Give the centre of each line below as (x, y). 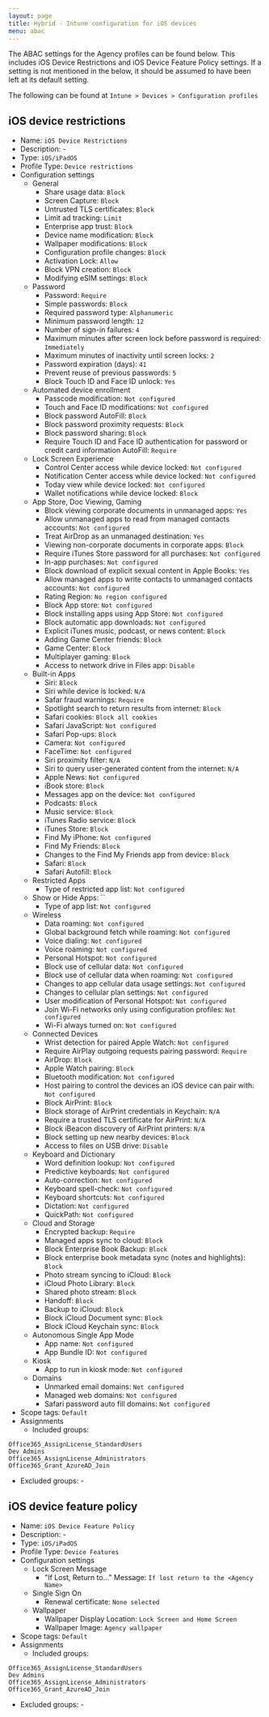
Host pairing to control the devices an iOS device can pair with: (149, 1085)
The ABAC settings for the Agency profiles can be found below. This (122, 54)
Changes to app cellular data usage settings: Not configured (145, 984)
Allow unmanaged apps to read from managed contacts (137, 519)
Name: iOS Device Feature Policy (77, 1526)
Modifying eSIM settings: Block (96, 278)
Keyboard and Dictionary (74, 1154)
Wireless (47, 915)
